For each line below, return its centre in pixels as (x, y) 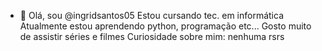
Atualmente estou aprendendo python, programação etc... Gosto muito (165, 26)
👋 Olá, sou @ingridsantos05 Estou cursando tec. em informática (151, 15)
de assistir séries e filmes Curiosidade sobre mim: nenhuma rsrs (152, 36)
